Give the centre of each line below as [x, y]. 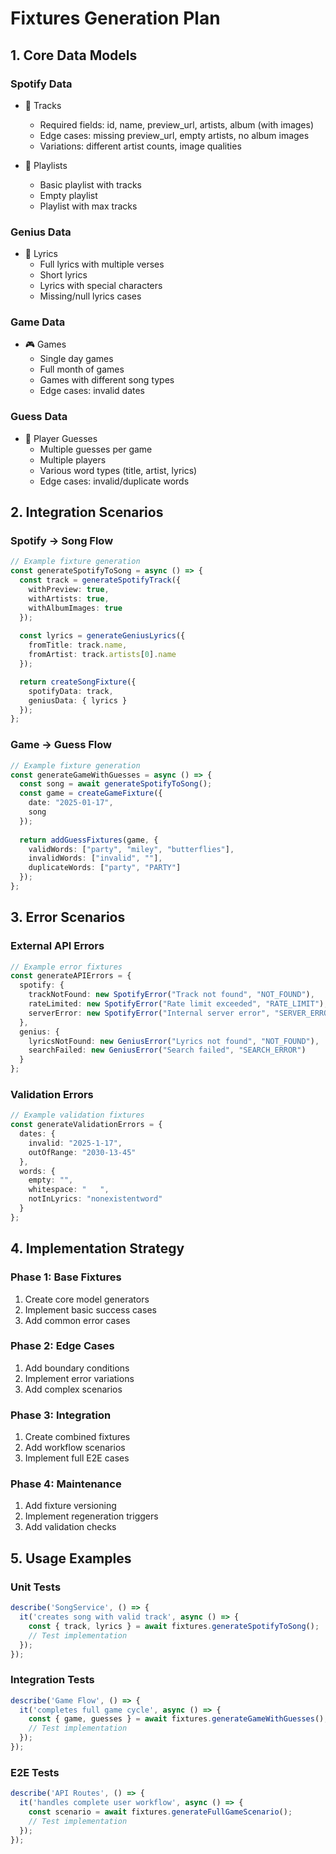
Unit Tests [36, 1587]
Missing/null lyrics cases [90, 296]
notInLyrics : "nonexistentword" [95, 1199]
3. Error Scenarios [68, 917]
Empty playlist [68, 195]
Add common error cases [77, 1320]
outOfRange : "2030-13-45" [82, 1152]
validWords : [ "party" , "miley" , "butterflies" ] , [131, 849]
